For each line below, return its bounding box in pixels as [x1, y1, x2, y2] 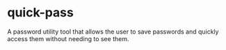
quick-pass [7, 5, 74, 21]
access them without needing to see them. [7, 34, 129, 42]
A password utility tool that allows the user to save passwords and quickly [7, 27, 219, 36]
